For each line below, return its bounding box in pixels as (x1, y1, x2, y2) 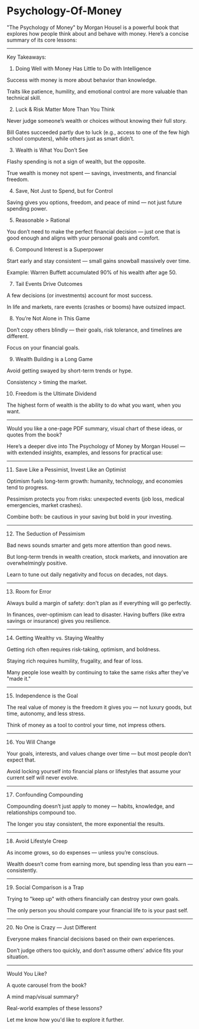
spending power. (6, 205, 48, 212)
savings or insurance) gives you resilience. (6, 617, 111, 624)
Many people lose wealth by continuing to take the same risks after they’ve (6, 668, 190, 676)
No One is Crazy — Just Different (15, 923, 97, 931)
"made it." (6, 675, 31, 682)
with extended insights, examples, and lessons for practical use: (6, 449, 163, 456)
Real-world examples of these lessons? (6, 1004, 103, 1012)
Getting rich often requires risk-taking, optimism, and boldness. (6, 645, 161, 653)
